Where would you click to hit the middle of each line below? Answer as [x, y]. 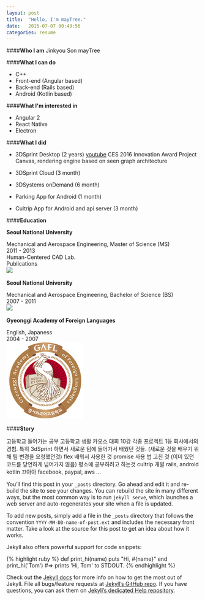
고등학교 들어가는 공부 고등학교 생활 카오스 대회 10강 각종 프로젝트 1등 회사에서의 [102, 441]
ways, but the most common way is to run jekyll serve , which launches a [100, 498]
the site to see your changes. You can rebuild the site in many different [109, 491]
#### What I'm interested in [42, 106]
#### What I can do [31, 63]
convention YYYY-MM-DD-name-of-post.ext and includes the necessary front [100, 522]
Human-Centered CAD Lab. [41, 257]
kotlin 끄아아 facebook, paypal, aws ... [54, 472]
